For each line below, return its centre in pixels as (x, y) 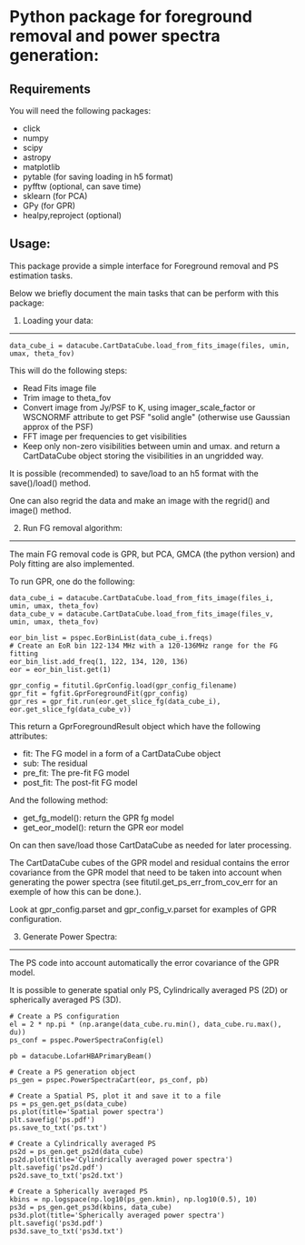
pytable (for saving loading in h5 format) (98, 176)
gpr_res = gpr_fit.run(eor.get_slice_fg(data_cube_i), (115, 701)
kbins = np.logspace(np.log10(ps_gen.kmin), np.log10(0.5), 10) (133, 1199)
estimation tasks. (41, 276)
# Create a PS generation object (73, 1072)
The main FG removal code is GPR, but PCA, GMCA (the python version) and (152, 554)
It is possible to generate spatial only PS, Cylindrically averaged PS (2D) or (149, 989)
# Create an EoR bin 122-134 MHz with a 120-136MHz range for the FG (144, 646)
